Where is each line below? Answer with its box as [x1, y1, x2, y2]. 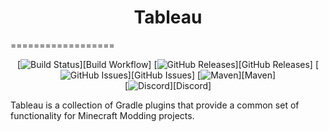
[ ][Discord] [124, 79, 212, 91]
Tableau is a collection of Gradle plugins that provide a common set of [10, 99, 300, 111]
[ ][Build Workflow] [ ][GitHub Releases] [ [16, 58, 320, 70]
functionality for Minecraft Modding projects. [10, 109, 195, 121]
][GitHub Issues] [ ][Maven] [127, 69, 277, 81]
